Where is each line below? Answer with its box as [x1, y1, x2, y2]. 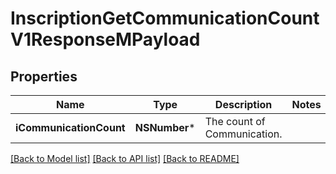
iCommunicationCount [15, 121, 126, 134]
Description [214, 98, 273, 111]
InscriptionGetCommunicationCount [10, 7, 320, 30]
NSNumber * [134, 121, 196, 134]
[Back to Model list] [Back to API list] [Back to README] [10, 153, 240, 164]
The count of [204, 115, 266, 128]
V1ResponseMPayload [10, 28, 201, 51]
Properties [10, 68, 78, 85]
